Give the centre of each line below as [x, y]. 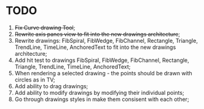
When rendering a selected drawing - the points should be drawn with [104, 73]
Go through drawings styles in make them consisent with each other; [102, 99]
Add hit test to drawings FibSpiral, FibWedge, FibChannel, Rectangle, [102, 60]
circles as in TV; [35, 80]
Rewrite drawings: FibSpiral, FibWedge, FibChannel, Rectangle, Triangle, [106, 40]
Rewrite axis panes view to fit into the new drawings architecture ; [97, 34]
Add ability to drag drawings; [51, 86]
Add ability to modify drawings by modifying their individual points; [100, 92]
